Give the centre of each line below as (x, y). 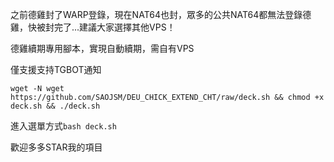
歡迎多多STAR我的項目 (56, 147)
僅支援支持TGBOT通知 (56, 69)
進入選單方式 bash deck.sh (63, 126)
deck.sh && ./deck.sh (55, 106)
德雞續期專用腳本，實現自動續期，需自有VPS (102, 48)
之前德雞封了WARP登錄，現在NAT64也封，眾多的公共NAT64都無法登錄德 (161, 14)
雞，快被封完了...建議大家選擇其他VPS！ (93, 27)
